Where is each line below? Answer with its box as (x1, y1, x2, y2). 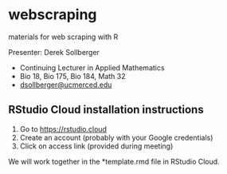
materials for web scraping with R (8, 32, 119, 42)
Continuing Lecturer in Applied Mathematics (19, 62, 165, 73)
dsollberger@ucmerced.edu (19, 80, 112, 89)
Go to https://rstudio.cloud (19, 124, 108, 133)
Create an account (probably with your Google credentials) (19, 132, 213, 142)
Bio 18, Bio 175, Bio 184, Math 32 (19, 71, 126, 81)
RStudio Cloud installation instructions (8, 103, 205, 117)
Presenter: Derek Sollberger (8, 47, 100, 57)
